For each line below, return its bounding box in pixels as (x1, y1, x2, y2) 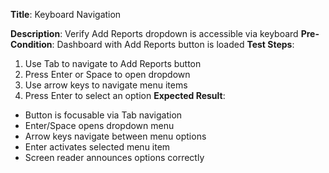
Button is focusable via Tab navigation (24, 109, 183, 121)
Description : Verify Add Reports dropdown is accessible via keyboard (10, 28, 299, 39)
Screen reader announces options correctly (24, 152, 205, 163)
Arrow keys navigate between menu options (24, 130, 207, 142)
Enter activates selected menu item (24, 141, 171, 153)
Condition (10, 39, 53, 50)
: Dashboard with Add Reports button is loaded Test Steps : (51, 39, 295, 50)
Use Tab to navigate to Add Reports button (24, 58, 202, 69)
